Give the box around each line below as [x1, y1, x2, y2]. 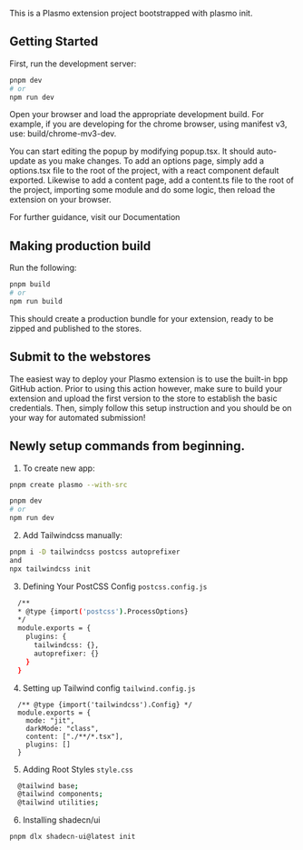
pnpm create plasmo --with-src [9, 480, 128, 489]
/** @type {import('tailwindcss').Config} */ [17, 700, 193, 709]
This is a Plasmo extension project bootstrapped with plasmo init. [9, 8, 253, 18]
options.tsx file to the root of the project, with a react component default [9, 165, 279, 176]
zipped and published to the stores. [9, 323, 142, 334]
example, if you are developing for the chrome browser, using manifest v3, [9, 118, 288, 130]
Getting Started [9, 34, 99, 49]
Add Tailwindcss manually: [22, 530, 122, 540]
